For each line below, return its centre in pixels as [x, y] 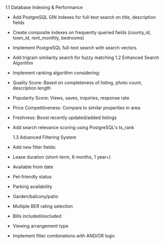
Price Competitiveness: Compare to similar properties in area [76, 108]
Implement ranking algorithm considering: [56, 73]
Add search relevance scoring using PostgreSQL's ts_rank [73, 127]
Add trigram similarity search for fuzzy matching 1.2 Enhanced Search [86, 57]
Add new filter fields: [35, 147]
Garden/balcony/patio [35, 196]
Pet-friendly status [32, 177]
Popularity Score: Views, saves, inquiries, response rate [71, 98]
